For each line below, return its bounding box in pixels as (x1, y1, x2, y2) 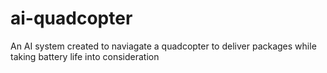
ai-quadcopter (10, 7, 133, 30)
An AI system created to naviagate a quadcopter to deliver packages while (10, 40, 317, 52)
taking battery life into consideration (10, 50, 160, 62)
